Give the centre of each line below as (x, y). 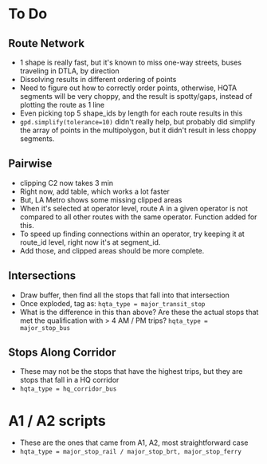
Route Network (47, 43)
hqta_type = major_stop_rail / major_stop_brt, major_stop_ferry (130, 452)
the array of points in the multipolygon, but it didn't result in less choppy (138, 130)
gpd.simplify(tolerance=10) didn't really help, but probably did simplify (137, 122)
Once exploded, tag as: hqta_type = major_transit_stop (112, 303)
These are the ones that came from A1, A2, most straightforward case (134, 442)
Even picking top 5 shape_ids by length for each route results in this (131, 113)
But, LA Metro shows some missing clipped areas (101, 199)
